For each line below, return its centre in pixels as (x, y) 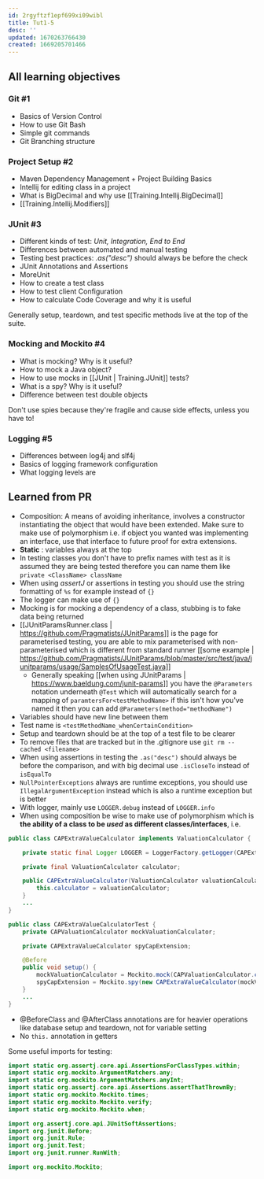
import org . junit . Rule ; (47, 1138)
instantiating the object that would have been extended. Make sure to (132, 524)
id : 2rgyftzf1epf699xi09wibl (56, 15)
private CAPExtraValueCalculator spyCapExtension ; (107, 946)
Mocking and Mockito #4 (57, 344)
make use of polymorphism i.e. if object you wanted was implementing (134, 533)
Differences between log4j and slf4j (77, 456)
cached (30, 749)
